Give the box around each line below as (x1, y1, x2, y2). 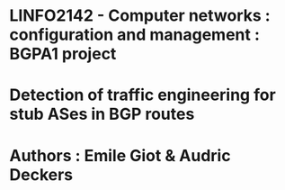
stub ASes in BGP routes (9, 104, 195, 124)
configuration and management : (9, 24, 261, 45)
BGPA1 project (9, 44, 117, 64)
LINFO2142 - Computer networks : (9, 5, 272, 26)
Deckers (9, 164, 74, 185)
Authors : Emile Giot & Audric (9, 145, 231, 166)
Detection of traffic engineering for (9, 85, 276, 105)
